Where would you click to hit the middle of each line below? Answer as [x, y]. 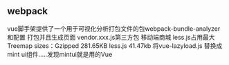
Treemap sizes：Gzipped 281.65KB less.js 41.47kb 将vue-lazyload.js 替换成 [115, 45]
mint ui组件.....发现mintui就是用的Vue [60, 54]
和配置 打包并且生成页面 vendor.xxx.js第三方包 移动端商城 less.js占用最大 [111, 37]
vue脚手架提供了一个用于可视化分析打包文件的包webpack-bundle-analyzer [114, 28]
